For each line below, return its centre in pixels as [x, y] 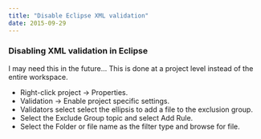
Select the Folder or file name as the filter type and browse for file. [130, 126]
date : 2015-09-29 [37, 23]
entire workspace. [38, 77]
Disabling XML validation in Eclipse [78, 51]
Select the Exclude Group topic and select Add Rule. [106, 117]
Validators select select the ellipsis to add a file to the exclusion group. [136, 109]
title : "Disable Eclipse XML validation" [79, 16]
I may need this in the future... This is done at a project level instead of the [131, 68]
